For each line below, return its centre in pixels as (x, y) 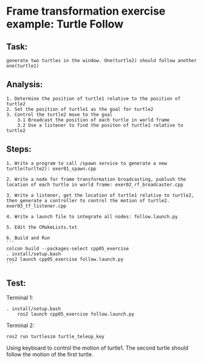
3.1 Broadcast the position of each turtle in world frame (94, 120)
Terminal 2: (20, 326)
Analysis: (25, 84)
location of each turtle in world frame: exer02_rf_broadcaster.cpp (95, 185)
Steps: (19, 150)
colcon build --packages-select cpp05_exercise (68, 248)
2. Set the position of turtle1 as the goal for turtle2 (80, 109)
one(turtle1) (23, 66)
